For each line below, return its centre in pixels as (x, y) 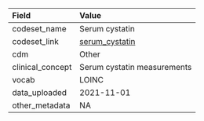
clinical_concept (42, 67)
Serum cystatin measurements (136, 67)
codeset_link (35, 41)
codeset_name (39, 29)
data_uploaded (40, 92)
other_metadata (41, 105)
